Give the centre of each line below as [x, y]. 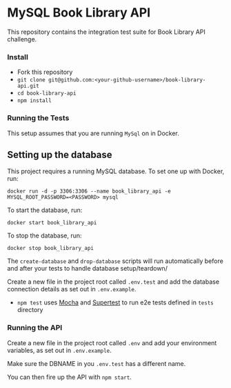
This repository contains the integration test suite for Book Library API [106, 32]
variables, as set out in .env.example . [59, 350]
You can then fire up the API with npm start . [70, 377]
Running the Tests [38, 118]
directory [30, 310]
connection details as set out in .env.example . [72, 289]
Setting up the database [60, 154]
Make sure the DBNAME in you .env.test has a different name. [97, 363]
